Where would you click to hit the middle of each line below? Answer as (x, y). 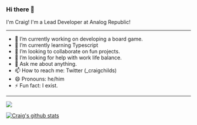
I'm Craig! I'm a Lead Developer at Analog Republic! (68, 22)
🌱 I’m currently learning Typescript (56, 45)
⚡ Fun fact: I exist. (36, 86)
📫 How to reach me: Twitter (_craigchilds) (66, 70)
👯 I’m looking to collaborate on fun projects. (67, 52)
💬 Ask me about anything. (46, 64)
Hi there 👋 (21, 9)
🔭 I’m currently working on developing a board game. (79, 39)
